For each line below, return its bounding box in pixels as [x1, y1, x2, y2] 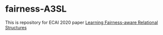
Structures [5, 24, 27, 30]
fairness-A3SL [5, 3, 67, 15]
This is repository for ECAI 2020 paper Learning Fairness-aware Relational [5, 19, 158, 25]
